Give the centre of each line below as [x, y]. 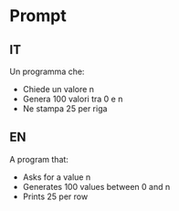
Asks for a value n [57, 177]
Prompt [38, 16]
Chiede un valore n [58, 89]
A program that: [39, 159]
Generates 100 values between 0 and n [96, 186]
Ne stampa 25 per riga [65, 109]
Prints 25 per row [55, 196]
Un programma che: [47, 71]
